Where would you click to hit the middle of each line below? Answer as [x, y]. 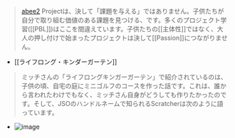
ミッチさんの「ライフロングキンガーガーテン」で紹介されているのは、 [124, 77]
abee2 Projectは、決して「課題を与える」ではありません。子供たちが [122, 11]
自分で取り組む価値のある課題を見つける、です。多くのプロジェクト [121, 20]
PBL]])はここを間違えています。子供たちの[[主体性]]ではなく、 [126, 29]
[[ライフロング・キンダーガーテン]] [66, 62]
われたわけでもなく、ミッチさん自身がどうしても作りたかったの [127, 95]
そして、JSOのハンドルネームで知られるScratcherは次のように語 [128, 103]
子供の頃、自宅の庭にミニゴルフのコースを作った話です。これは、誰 [121, 86]
